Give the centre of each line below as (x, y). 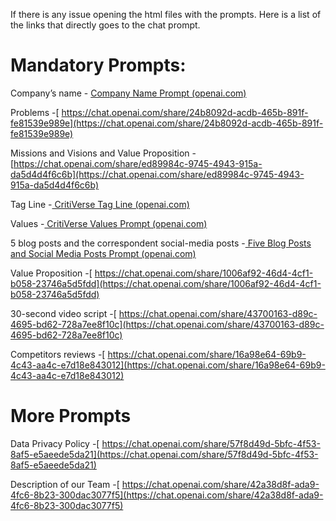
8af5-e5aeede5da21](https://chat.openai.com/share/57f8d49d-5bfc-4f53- (164, 454)
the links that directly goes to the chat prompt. (105, 25)
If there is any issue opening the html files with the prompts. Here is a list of (166, 14)
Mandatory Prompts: (98, 65)
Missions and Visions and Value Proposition (100, 153)
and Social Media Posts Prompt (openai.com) (103, 253)
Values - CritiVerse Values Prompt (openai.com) (109, 223)
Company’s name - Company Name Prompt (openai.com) (128, 93)
